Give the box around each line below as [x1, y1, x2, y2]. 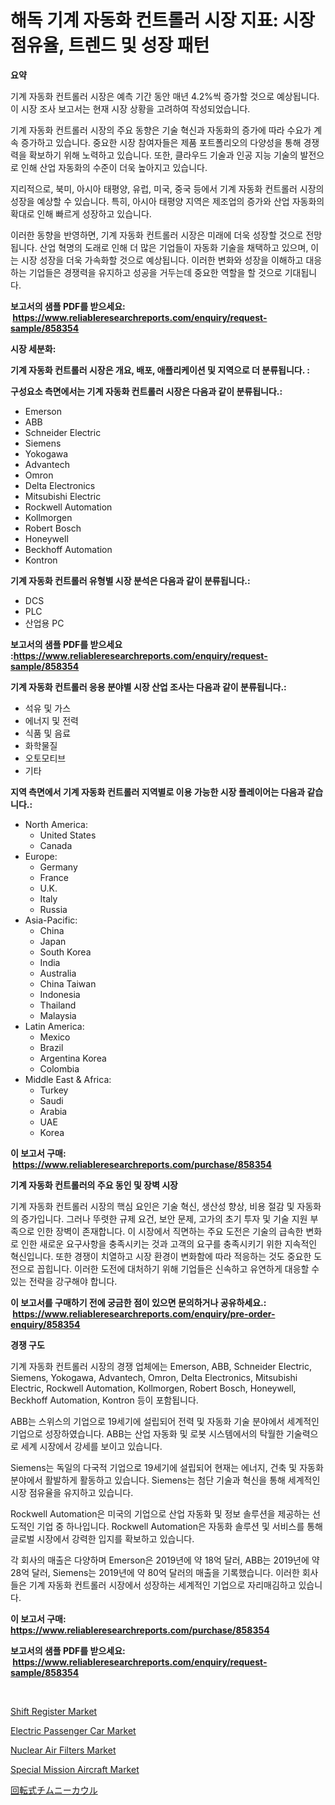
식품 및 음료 [24, 727, 72, 739]
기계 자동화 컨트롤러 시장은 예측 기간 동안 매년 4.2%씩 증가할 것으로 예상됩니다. [10, 90, 320, 102]
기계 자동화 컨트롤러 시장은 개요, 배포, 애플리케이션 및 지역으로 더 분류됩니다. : [10, 364, 310, 376]
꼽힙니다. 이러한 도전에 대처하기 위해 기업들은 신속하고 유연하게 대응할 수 [36, 1262, 320, 1275]
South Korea [39, 946, 92, 958]
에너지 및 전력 [24, 714, 79, 726]
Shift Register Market [10, 1705, 98, 1717]
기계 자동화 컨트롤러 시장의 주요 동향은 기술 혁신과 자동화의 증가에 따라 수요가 [10, 124, 312, 136]
